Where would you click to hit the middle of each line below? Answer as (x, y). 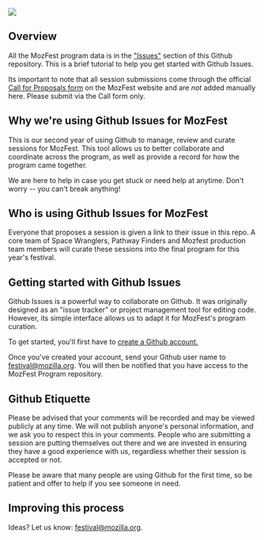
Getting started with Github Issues (94, 282)
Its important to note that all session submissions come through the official (130, 79)
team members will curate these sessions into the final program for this (124, 249)
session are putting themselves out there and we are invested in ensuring (128, 443)
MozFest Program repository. (56, 374)
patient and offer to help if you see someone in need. (94, 484)
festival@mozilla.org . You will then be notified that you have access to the (128, 366)
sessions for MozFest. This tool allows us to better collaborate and (116, 148)
